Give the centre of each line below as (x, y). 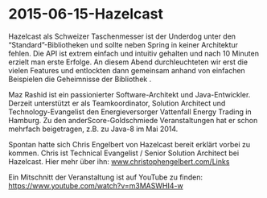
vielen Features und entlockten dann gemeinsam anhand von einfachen (127, 70)
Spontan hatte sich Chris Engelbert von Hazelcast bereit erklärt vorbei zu (129, 144)
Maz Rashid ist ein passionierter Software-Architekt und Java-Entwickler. (129, 94)
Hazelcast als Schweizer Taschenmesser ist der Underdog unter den (122, 36)
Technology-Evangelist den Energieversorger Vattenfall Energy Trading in (130, 111)
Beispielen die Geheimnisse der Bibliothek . (80, 79)
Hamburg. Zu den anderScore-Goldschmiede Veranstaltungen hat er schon (133, 120)
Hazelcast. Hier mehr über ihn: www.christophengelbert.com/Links (119, 161)
